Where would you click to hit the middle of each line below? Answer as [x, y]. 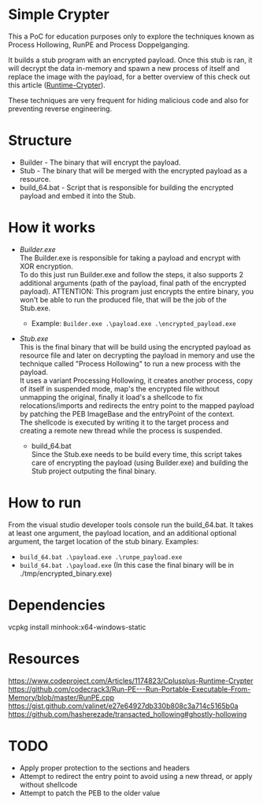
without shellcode [48, 785]
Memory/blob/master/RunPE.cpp [61, 697]
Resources [44, 658]
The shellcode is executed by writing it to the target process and [124, 422]
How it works [52, 228]
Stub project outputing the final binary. [94, 471]
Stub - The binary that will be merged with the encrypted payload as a [133, 170]
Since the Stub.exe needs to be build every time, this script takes [137, 454]
